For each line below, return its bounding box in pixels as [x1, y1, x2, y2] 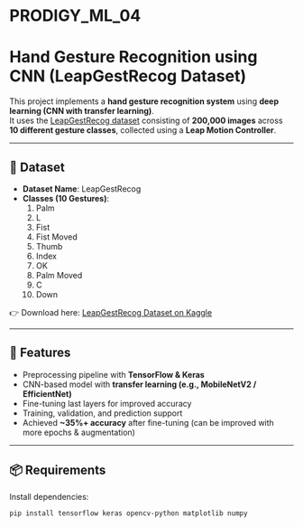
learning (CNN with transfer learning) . [9, 106, 155, 117]
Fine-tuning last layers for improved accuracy [22, 398, 192, 409]
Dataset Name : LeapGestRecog [22, 183, 142, 194]
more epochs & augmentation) [22, 427, 135, 438]
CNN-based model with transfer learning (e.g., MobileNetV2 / [22, 379, 257, 390]
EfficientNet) [22, 388, 72, 399]
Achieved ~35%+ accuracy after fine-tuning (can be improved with [22, 417, 275, 428]
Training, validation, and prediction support [22, 408, 183, 419]
